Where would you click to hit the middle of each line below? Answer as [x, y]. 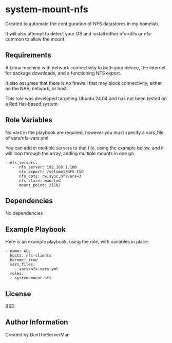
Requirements [28, 55]
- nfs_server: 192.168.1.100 [44, 167]
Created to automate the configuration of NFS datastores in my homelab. [82, 24]
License [18, 294]
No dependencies [24, 213]
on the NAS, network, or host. [37, 88]
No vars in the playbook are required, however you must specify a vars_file [84, 132]
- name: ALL [18, 251]
